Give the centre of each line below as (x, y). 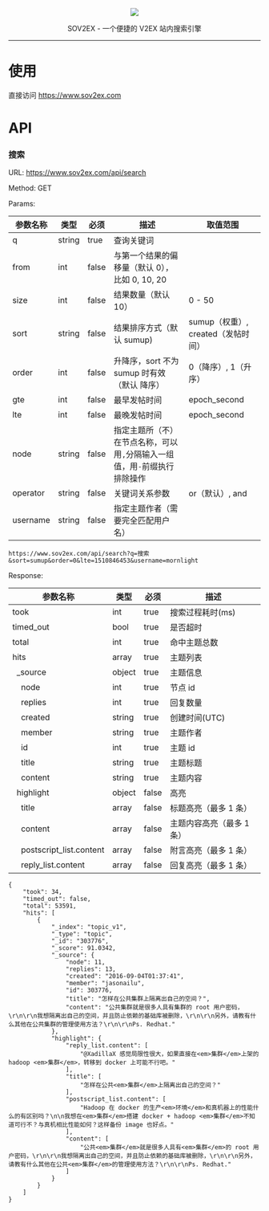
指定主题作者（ (142, 508)
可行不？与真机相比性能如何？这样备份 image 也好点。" (94, 1125)
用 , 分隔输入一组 (144, 455)
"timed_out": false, (57, 899)
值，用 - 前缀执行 (144, 467)
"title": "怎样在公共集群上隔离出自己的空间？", (138, 999)
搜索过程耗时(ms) (203, 613)
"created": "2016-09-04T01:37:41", (124, 977)
